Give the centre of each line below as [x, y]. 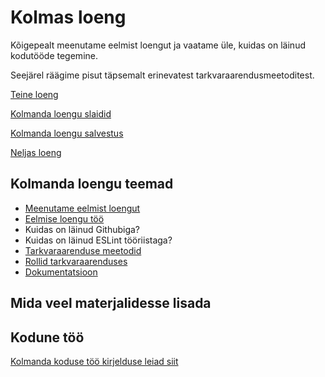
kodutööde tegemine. [54, 55]
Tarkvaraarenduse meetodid [83, 250]
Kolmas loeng [68, 17]
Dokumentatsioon [61, 272]
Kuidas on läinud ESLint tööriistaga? [98, 240]
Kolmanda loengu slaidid [61, 113]
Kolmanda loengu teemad [92, 184]
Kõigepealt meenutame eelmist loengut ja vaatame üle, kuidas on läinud [158, 45]
